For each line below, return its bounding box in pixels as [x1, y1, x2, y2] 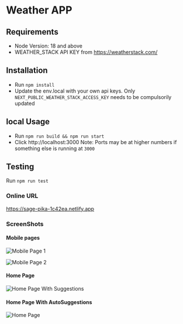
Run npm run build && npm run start [14, 132, 105, 139]
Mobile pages [6, 234, 40, 241]
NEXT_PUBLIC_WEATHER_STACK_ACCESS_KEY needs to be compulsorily [14, 93, 172, 100]
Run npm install [14, 81, 55, 88]
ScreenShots [6, 220, 44, 228]
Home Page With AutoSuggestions [6, 298, 92, 305]
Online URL [6, 192, 39, 200]
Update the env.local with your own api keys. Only [14, 87, 136, 94]
